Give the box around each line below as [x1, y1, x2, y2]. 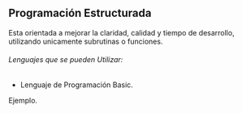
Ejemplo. [8, 96, 38, 106]
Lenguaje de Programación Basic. [19, 80, 134, 90]
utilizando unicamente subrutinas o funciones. [8, 36, 163, 46]
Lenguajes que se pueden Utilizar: [8, 55, 123, 65]
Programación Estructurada [8, 6, 152, 20]
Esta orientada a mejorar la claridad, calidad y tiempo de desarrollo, [8, 27, 235, 37]
